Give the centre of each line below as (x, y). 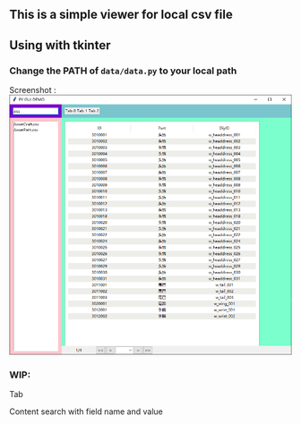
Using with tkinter (60, 45)
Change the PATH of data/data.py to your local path (123, 71)
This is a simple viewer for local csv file (121, 15)
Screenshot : (33, 90)
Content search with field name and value (86, 411)
